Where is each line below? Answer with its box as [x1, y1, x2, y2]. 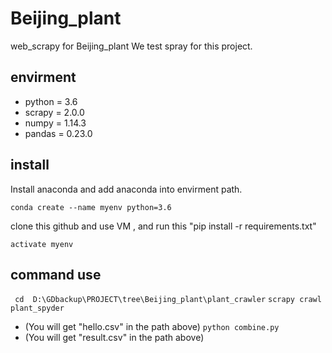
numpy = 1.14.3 [24, 117, 87, 129]
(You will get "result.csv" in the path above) [24, 332, 205, 344]
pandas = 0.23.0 [24, 127, 93, 139]
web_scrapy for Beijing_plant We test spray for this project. [10, 40, 253, 52]
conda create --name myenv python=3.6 [10, 202, 172, 212]
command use [10, 266, 102, 283]
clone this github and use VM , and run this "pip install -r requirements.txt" [10, 220, 317, 232]
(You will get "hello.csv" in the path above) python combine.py [24, 321, 280, 333]
